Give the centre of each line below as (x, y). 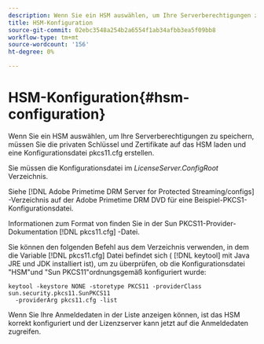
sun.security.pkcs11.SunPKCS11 (59, 293)
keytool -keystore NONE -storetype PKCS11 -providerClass (105, 286)
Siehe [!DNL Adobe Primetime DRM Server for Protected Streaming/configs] (131, 191)
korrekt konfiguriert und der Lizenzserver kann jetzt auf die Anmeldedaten (128, 323)
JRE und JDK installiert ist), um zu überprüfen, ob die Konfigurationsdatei (126, 263)
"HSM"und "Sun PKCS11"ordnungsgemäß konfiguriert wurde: (107, 272)
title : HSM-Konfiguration (50, 23)
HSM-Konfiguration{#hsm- (99, 98)
